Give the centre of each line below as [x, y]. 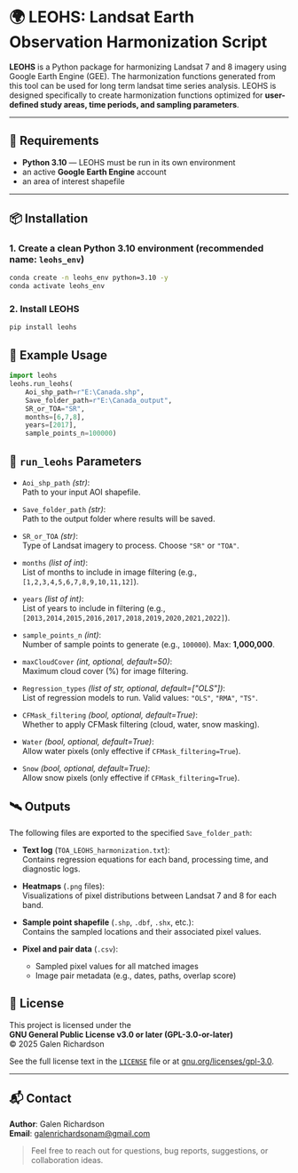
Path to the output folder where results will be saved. [118, 518]
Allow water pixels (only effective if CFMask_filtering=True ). [131, 751]
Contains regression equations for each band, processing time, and [145, 859]
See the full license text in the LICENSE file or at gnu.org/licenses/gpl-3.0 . [142, 1061]
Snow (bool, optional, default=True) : [86, 768]
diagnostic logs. [51, 869]
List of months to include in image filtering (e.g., [110, 572]
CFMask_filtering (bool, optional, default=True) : [110, 715]
